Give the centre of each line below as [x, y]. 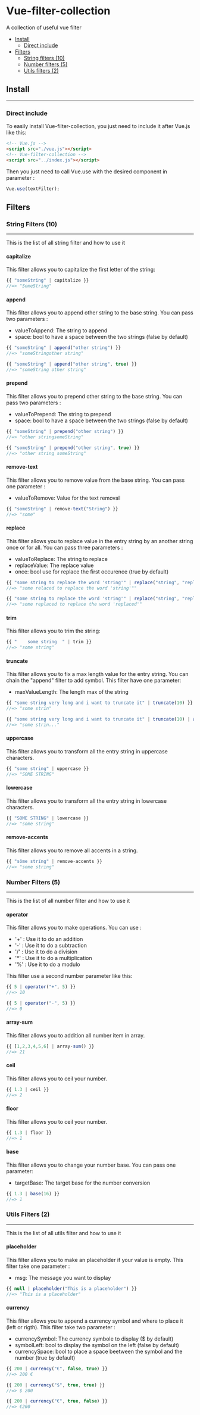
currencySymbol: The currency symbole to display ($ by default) [94, 1339]
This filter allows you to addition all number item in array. [76, 1035]
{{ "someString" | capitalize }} [48, 280]
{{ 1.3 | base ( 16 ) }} [33, 1193]
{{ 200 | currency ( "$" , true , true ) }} [56, 1385]
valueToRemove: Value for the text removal [67, 498]
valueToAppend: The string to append [61, 331]
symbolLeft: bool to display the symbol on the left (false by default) [97, 1345]
